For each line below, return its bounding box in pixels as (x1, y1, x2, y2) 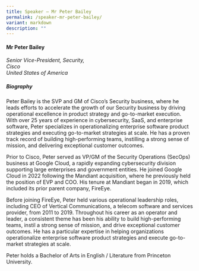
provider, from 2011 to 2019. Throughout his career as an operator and (6, 209, 178, 216)
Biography (6, 83, 33, 90)
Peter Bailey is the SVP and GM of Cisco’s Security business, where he (6, 98, 179, 105)
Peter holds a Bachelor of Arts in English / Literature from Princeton (6, 252, 171, 259)
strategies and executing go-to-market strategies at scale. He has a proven (6, 129, 190, 136)
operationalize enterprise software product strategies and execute (6, 234, 168, 241)
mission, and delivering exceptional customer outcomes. (6, 142, 144, 149)
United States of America (6, 69, 68, 76)
